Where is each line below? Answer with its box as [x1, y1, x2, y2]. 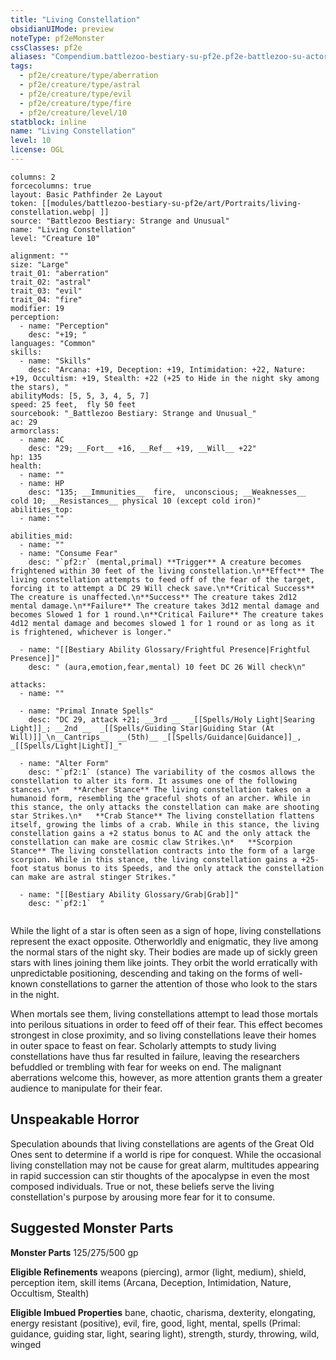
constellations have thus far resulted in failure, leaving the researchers [10, 1050, 300, 1062]
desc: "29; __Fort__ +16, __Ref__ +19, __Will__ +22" [28, 443, 257, 453]
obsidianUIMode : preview [10, 24, 114, 34]
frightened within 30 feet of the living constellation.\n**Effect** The [10, 566, 325, 576]
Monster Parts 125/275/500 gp [10, 1246, 139, 1258]
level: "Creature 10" [10, 233, 101, 243]
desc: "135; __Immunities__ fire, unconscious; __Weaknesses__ [28, 487, 307, 497]
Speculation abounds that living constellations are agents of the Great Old [10, 1137, 315, 1150]
